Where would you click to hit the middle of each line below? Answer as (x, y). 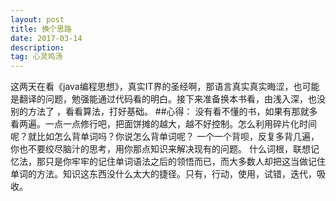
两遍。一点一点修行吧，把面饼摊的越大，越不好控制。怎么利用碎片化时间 (167, 124)
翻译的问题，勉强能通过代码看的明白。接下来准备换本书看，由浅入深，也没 (172, 99)
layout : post (37, 19)
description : (37, 47)
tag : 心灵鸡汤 (36, 57)
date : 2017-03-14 (46, 38)
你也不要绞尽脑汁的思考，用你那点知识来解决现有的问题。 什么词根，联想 (160, 149)
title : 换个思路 (41, 29)
